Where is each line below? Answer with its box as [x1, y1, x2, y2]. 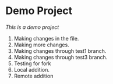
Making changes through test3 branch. [13, 53, 108, 61]
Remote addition [13, 72, 54, 79]
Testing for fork [13, 60, 51, 67]
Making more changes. [13, 41, 69, 48]
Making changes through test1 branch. [13, 47, 107, 54]
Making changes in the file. [13, 35, 79, 42]
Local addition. [13, 66, 50, 73]
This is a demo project [5, 23, 59, 31]
